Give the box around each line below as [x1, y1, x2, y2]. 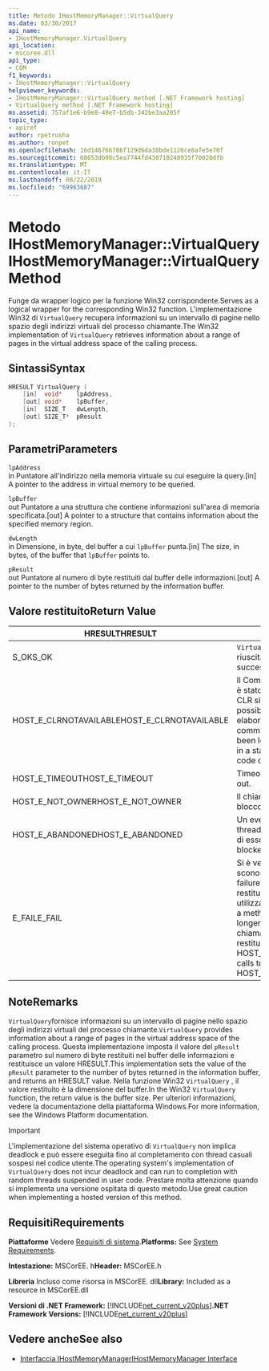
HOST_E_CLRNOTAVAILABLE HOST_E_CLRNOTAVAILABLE [12, 715, 230, 726]
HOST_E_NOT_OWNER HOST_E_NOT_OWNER [12, 796, 182, 808]
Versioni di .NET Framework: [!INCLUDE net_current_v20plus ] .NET [8, 1301, 229, 1310]
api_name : [8, 26, 42, 35]
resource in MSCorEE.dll [8, 1285, 89, 1295]
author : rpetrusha [8, 131, 70, 139]
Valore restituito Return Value [8, 604, 156, 618]
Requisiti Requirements [8, 1215, 125, 1229]
